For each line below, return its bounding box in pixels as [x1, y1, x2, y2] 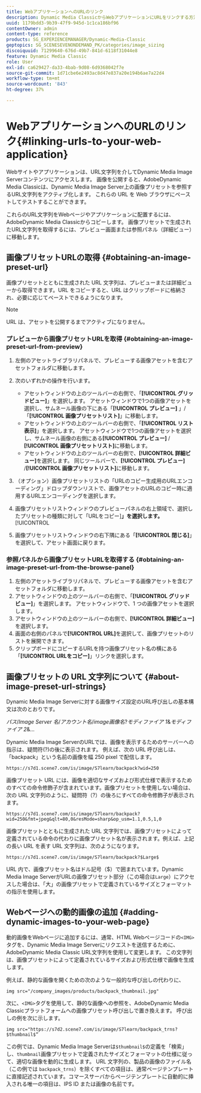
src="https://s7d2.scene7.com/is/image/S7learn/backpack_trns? [17, 1026, 178, 1033]
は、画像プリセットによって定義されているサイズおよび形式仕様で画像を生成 [6, 956, 194, 963]
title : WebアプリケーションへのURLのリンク [6, 8, 103, 15]
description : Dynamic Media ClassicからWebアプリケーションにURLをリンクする [6, 14, 190, 20]
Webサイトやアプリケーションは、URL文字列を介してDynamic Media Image [6, 168, 193, 175]
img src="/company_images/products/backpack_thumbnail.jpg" [6, 988, 160, 994]
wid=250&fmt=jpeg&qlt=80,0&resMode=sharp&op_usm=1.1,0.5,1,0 [6, 816, 162, 822]
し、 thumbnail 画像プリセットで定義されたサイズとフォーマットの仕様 [6, 1050, 178, 1057]
